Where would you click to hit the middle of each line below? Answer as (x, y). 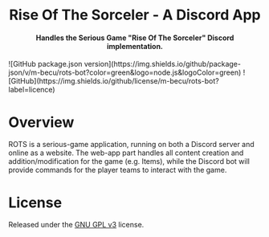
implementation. (135, 46)
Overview (41, 122)
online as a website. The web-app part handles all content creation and (126, 153)
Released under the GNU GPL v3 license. (76, 225)
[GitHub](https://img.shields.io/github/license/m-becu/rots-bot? (114, 81)
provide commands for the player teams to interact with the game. (118, 170)
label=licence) (32, 90)
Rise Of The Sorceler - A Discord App (135, 15)
